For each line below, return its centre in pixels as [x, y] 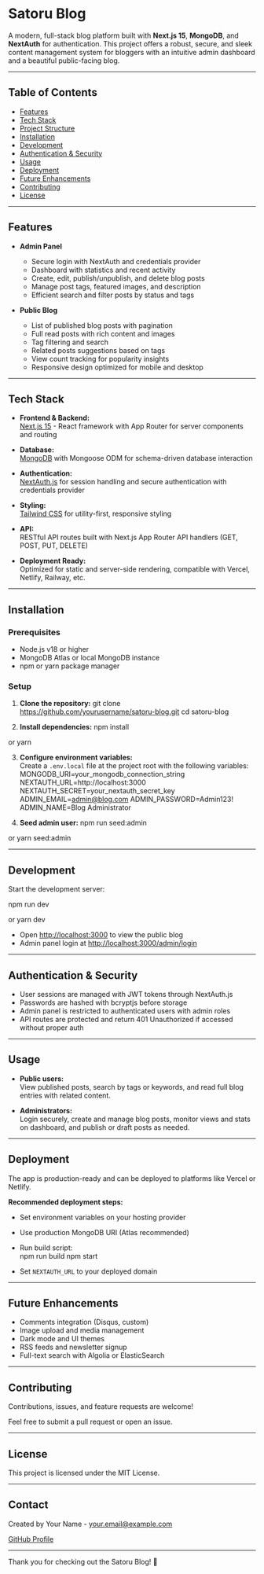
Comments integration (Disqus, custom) [84, 1322]
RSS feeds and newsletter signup [73, 1347]
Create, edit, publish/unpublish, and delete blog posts [118, 278]
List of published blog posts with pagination [102, 325]
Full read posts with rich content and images [103, 333]
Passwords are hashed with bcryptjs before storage [103, 1002]
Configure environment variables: [76, 758]
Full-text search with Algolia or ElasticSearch [92, 1355]
